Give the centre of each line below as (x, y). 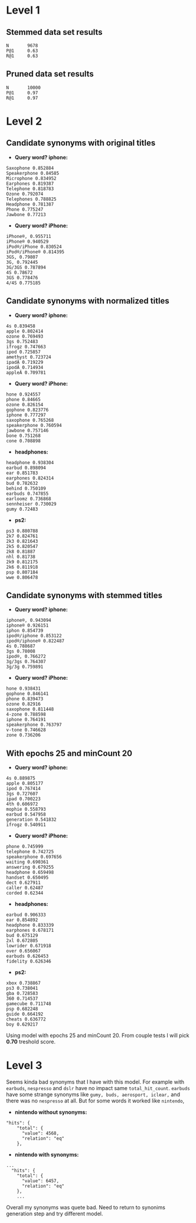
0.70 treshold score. (31, 1042)
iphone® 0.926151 (27, 626)
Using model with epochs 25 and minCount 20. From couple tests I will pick (98, 1036)
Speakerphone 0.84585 (33, 173)
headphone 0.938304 (30, 462)
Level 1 (23, 10)
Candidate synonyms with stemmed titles (84, 596)
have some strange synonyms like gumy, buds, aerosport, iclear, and (93, 1095)
